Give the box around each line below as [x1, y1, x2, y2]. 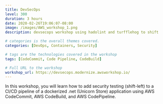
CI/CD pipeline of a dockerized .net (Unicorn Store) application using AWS [5, 88, 155, 94]
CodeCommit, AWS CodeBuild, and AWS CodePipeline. [5, 94, 116, 100]
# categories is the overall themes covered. [5, 39, 99, 44]
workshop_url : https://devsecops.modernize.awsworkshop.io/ [5, 70, 131, 75]
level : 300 [5, 12, 27, 17]
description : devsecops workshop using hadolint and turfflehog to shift [5, 30, 159, 35]
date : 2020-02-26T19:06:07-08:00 [5, 21, 73, 26]
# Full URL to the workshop [5, 65, 63, 70]
